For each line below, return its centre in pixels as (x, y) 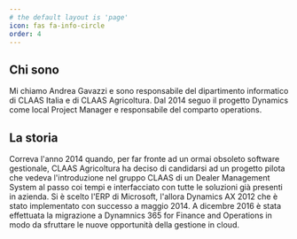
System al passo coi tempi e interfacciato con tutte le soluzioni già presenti (146, 187)
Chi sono (34, 69)
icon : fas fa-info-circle (57, 26)
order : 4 (25, 34)
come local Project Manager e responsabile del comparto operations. (136, 110)
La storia (34, 138)
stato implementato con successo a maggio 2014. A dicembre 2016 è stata (145, 206)
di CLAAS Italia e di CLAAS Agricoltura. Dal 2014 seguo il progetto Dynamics (149, 100)
